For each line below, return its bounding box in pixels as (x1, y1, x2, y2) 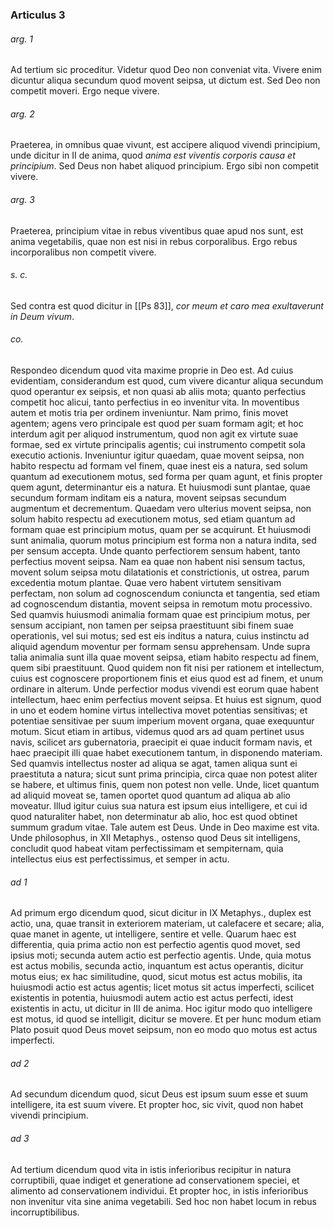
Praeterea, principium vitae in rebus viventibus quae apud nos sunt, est (10, 224, 304, 237)
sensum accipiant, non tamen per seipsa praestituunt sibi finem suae (10, 619, 294, 631)
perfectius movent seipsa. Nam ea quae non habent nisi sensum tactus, (10, 555, 306, 567)
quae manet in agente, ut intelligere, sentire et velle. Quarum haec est (10, 928, 297, 940)
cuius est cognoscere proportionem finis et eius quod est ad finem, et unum (10, 672, 323, 684)
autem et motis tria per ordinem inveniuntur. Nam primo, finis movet (10, 406, 289, 418)
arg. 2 (10, 108, 35, 120)
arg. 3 (10, 193, 35, 205)
